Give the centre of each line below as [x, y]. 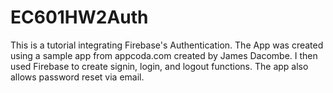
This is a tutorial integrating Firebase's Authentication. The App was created [167, 45]
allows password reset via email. [77, 77]
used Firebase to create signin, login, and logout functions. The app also [159, 66]
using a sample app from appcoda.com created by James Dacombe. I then [164, 55]
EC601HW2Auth [79, 17]
